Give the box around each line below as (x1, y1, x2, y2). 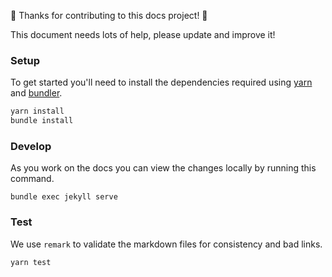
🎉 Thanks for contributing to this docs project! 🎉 (10, 10, 208, 21)
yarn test (10, 257, 52, 267)
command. (10, 173, 55, 185)
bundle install (10, 116, 74, 126)
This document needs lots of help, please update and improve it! (10, 29, 276, 40)
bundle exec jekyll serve (10, 192, 118, 202)
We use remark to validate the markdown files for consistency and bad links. (10, 238, 323, 250)
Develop (10, 139, 52, 153)
